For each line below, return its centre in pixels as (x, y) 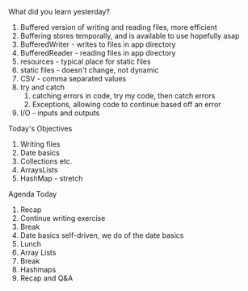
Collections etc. (46, 161)
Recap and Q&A (46, 278)
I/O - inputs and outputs (60, 113)
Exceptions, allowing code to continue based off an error (126, 104)
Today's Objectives (40, 129)
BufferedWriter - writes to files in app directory (98, 44)
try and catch (42, 87)
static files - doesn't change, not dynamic (89, 70)
